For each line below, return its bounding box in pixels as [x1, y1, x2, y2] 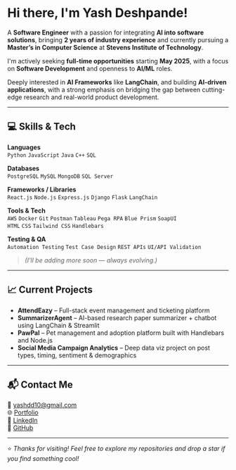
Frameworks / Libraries [7, 185, 77, 193]
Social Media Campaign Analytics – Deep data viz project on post [17, 343, 211, 352]
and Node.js [17, 336, 53, 344]
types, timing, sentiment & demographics [17, 350, 137, 360]
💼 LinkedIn [7, 417, 38, 425]
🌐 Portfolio [7, 408, 39, 417]
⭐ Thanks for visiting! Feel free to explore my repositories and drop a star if [7, 445, 225, 453]
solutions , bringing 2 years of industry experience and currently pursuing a [7, 35, 229, 44]
